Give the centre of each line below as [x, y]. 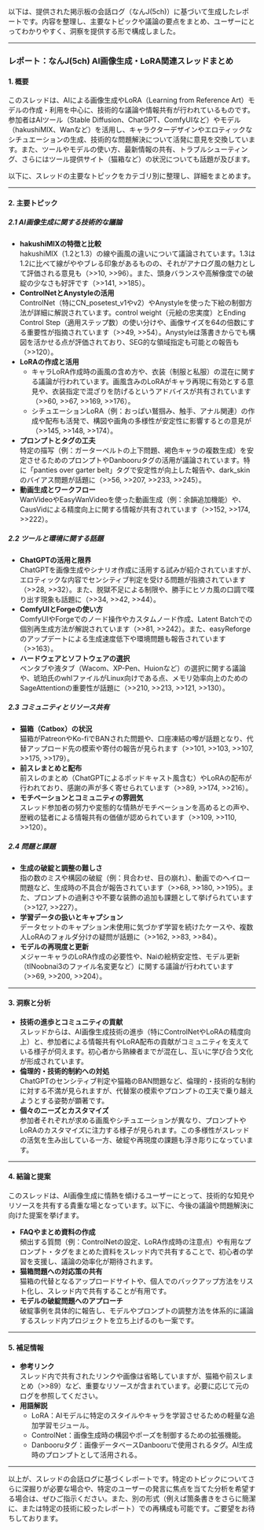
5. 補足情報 [26, 1347]
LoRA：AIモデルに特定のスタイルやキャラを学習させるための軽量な [139, 1416]
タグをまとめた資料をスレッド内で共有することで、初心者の [150, 1251]
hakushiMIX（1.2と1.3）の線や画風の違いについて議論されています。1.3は [137, 253]
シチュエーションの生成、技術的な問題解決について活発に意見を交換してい [128, 139]
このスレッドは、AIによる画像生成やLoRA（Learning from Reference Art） [128, 100]
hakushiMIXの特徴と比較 [60, 243]
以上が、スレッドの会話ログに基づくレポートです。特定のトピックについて [128, 1479]
